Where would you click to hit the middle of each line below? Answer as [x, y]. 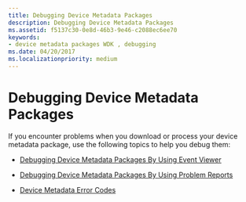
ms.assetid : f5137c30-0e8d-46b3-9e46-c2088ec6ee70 [93, 30]
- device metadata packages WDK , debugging [82, 45]
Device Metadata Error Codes [68, 189]
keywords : [24, 37]
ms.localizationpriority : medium [63, 60]
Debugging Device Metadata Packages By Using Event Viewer [120, 159]
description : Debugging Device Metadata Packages [91, 23]
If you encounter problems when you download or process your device [123, 136]
